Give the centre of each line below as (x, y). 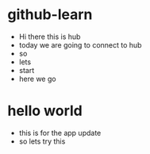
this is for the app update (60, 133)
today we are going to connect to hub (80, 44)
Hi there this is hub (50, 37)
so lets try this (42, 141)
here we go (37, 79)
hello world (45, 111)
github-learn (50, 15)
